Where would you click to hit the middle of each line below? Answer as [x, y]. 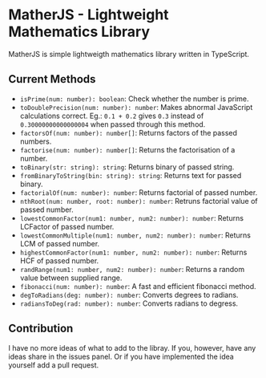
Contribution [41, 329]
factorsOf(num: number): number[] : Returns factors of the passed [129, 132]
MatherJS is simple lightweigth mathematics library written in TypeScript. [129, 54]
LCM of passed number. [60, 243]
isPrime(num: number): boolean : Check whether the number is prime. [135, 99]
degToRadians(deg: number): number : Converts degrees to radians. [129, 295]
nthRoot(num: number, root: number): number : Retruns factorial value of [139, 201]
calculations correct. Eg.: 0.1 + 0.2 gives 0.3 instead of [112, 116]
